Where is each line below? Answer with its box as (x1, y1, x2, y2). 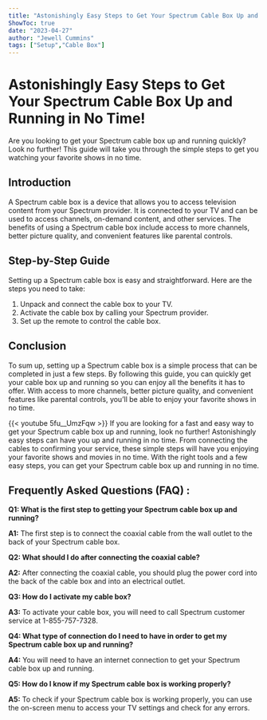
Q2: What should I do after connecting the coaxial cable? (8, 553, 201, 562)
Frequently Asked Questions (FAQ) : (8, 483, 190, 497)
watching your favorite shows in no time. (8, 153, 142, 163)
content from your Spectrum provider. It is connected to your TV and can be (8, 205, 258, 215)
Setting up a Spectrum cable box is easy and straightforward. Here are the (8, 275, 253, 285)
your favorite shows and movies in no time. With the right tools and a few (8, 452, 249, 462)
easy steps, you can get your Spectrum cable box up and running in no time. (8, 460, 260, 470)
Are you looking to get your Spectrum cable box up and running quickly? (8, 136, 247, 146)
